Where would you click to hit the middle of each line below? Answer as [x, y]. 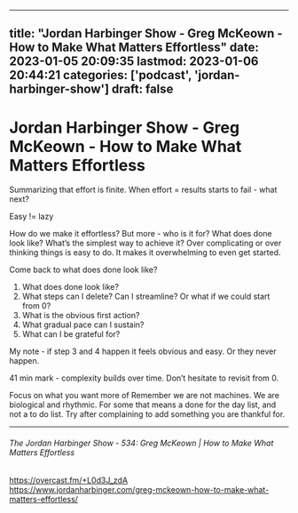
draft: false [142, 89]
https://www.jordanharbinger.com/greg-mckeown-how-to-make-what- [139, 489]
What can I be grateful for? [71, 334]
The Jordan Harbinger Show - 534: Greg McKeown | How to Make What [141, 443]
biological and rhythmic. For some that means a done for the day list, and [143, 405]
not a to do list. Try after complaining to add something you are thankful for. [147, 414]
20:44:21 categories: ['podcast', [101, 75]
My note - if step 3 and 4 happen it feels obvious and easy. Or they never [143, 351]
